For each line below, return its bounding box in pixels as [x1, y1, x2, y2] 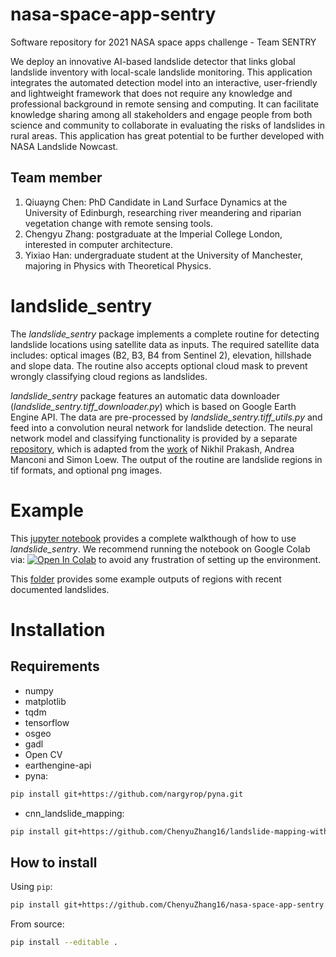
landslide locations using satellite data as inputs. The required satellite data [10, 338, 320, 350]
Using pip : [10, 881, 53, 893]
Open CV [24, 748, 63, 760]
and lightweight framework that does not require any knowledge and [10, 87, 293, 99]
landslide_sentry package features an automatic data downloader [10, 389, 280, 402]
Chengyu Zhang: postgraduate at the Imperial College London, [24, 228, 283, 240]
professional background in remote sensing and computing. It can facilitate [10, 98, 320, 110]
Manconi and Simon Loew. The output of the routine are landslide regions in [10, 453, 323, 465]
